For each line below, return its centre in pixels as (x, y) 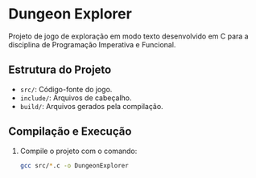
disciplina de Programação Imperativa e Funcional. (92, 44)
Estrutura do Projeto (60, 70)
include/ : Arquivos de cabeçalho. (76, 98)
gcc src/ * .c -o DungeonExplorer (74, 165)
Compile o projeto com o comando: (78, 151)
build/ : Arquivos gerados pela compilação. (91, 106)
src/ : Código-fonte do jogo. (66, 89)
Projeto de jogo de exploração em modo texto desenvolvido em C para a (128, 36)
